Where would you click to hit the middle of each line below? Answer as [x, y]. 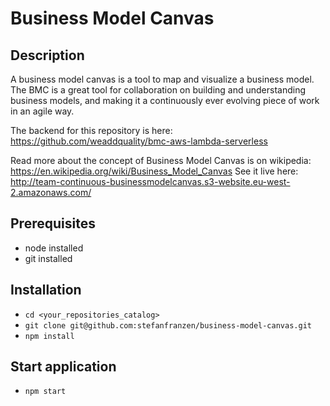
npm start [45, 392]
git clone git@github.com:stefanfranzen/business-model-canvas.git [168, 325]
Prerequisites [53, 223]
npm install [49, 336]
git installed [48, 258]
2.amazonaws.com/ [51, 192]
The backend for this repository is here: [91, 130]
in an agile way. [42, 111]
